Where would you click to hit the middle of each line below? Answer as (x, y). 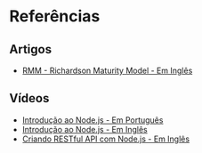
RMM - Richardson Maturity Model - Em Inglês (107, 70)
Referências (55, 16)
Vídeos (29, 98)
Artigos (30, 49)
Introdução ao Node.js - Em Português (93, 120)
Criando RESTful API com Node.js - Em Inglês (105, 139)
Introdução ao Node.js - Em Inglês (85, 129)
